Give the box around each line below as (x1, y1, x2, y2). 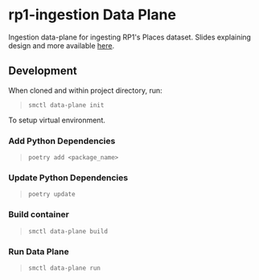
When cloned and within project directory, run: (8, 85, 162, 95)
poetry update (27, 191, 76, 199)
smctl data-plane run (27, 264, 101, 272)
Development (8, 64, 78, 78)
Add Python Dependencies (8, 135, 116, 146)
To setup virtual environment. (8, 115, 106, 125)
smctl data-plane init (27, 101, 105, 109)
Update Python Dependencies (8, 171, 129, 183)
